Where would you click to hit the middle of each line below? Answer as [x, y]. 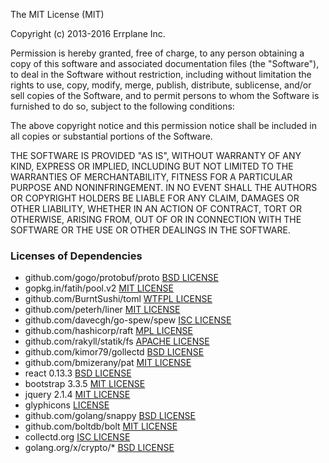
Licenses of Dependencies [76, 256]
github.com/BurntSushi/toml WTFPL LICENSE [118, 299]
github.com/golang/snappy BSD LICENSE [110, 416]
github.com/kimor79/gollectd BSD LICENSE [114, 352]
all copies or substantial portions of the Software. [111, 136]
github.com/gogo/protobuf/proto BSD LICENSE [121, 278]
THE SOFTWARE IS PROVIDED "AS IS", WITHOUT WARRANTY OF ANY [156, 155]
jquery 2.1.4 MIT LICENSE [77, 395]
